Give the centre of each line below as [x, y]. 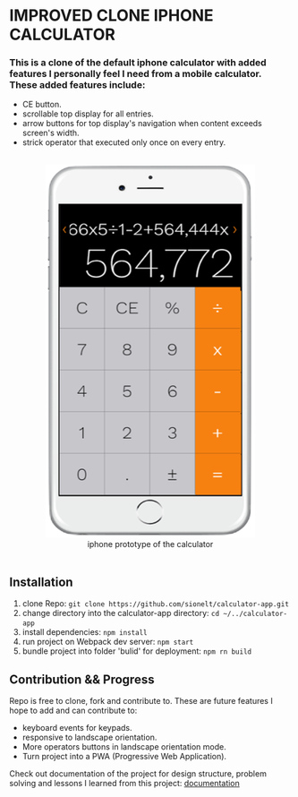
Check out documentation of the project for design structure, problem [138, 774]
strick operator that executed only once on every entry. [124, 142]
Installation [41, 582]
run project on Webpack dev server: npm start [108, 642]
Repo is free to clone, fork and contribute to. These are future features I [141, 701]
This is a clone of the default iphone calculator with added [138, 63]
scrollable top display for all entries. [88, 114]
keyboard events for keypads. [77, 728]
